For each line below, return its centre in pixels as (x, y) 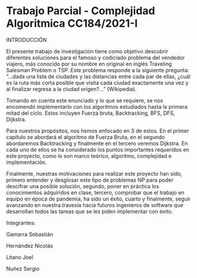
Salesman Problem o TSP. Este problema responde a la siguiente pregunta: (98, 70)
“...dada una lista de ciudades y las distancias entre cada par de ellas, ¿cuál (99, 76)
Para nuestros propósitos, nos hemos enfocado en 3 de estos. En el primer (98, 131)
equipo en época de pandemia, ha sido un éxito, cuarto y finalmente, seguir (99, 199)
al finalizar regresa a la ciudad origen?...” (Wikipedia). (72, 89)
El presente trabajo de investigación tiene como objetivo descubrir (87, 51)
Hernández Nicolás (30, 245)
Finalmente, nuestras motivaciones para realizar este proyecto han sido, (94, 173)
